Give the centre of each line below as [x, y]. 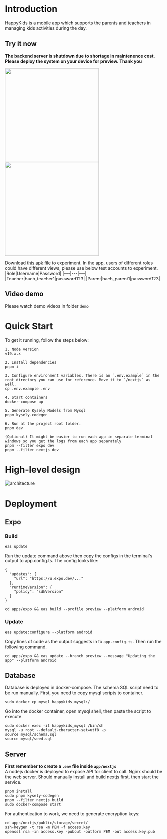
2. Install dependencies [31, 362]
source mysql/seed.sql [29, 739]
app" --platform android [31, 660]
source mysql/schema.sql [31, 735]
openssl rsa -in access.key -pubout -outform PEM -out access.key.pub [80, 832]
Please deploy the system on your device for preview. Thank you [74, 61]
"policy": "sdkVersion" [39, 592]
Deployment [31, 503]
